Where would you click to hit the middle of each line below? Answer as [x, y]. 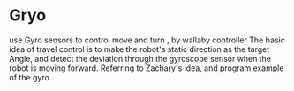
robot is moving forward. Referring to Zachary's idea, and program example [147, 68]
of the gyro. [30, 77]
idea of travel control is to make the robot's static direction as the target [139, 49]
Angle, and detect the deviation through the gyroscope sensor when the [140, 58]
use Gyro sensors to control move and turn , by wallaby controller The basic [147, 40]
